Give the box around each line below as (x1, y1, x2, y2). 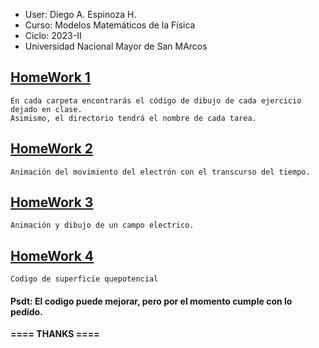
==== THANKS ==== (10, 328, 100, 340)
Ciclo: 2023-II (24, 30, 82, 41)
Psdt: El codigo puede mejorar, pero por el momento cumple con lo (10, 295, 293, 307)
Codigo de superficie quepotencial (10, 274, 159, 284)
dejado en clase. (10, 104, 83, 114)
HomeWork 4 (10, 247, 95, 264)
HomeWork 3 (10, 194, 94, 211)
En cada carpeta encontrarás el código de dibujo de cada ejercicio (10, 95, 302, 106)
